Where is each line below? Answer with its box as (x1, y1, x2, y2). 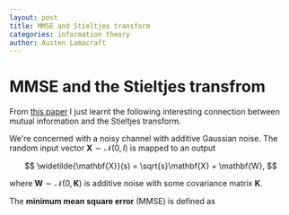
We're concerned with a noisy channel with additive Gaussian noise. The (9, 133, 278, 144)
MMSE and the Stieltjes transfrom (9, 77, 267, 97)
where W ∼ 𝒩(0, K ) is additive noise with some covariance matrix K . (9, 178, 263, 189)
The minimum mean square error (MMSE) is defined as (9, 196, 215, 207)
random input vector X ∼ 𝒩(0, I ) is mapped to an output (9, 142, 216, 153)
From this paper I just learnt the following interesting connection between (9, 107, 280, 117)
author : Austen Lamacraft (9, 38, 106, 47)
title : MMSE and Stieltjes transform (9, 21, 151, 30)
